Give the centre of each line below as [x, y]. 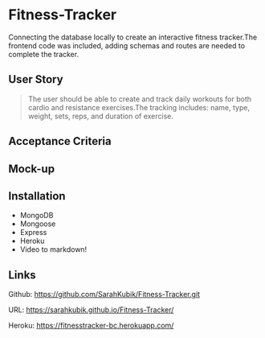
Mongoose [38, 224]
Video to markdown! [53, 249]
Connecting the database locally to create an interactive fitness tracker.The [133, 37]
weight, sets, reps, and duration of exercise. [101, 116]
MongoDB [37, 216]
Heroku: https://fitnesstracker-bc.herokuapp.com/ [91, 326]
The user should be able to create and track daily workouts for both [139, 99]
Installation [37, 196]
